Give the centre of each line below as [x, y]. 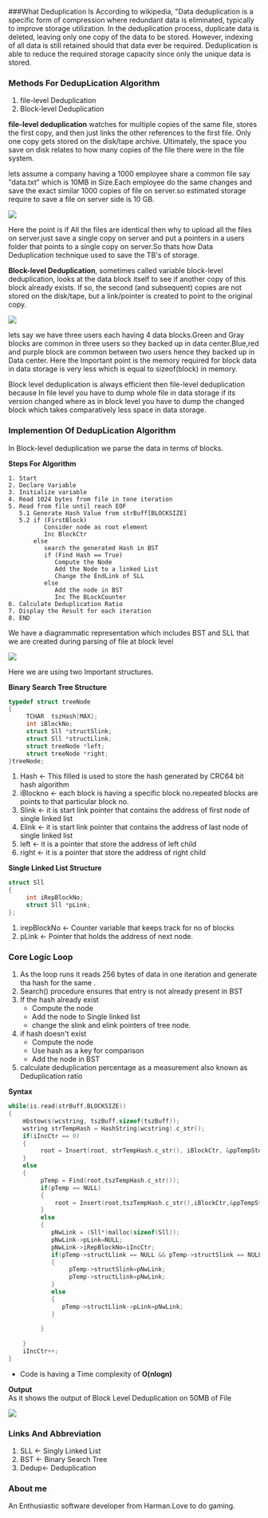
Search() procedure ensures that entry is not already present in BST [131, 991]
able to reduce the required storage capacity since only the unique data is [130, 54]
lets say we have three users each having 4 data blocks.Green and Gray [126, 335]
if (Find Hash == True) [83, 555]
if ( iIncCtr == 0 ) [51, 1136]
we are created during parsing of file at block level [91, 641]
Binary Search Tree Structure [58, 687]
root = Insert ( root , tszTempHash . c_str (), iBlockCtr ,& [144, 1203]
